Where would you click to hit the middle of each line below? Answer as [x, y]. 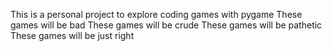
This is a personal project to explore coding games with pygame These [156, 14]
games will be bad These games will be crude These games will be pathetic [166, 25]
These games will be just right [72, 35]
